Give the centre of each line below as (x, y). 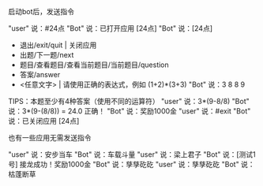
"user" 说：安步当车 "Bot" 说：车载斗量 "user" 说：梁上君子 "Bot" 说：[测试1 (132, 154)
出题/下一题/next (47, 55)
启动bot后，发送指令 (41, 11)
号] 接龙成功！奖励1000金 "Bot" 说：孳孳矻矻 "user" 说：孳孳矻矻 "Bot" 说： (131, 164)
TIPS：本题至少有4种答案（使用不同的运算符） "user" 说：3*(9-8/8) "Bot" (129, 101)
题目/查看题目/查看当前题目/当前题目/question (94, 65)
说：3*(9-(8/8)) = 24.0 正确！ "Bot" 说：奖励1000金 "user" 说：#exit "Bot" (130, 111)
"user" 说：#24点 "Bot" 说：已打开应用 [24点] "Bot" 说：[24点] (111, 28)
